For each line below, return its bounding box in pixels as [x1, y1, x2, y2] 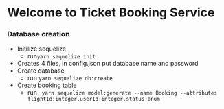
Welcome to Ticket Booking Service [7, 5, 215, 21]
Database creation [7, 29, 70, 39]
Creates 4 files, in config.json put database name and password [16, 60, 199, 68]
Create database [16, 66, 65, 75]
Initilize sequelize [16, 45, 67, 53]
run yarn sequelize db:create [27, 74, 113, 82]
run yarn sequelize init [27, 52, 96, 60]
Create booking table [16, 81, 77, 90]
